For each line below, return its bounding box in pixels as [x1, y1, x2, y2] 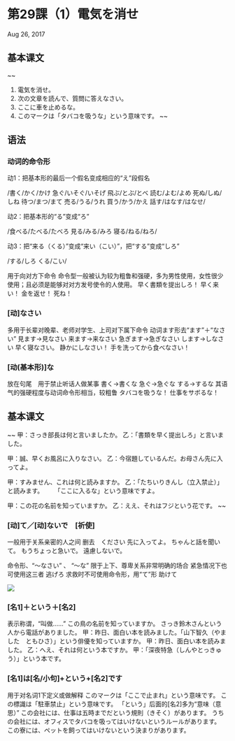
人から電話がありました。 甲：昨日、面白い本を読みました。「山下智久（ [7, 628, 215, 637]
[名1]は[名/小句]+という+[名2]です [7, 674, 122, 684]
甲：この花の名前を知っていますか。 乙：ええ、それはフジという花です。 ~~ [7, 501, 227, 510]
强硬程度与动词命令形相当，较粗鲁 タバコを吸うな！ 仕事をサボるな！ [19, 389, 219, 397]
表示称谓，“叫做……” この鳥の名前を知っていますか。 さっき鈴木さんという [7, 619, 222, 628]
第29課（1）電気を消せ [7, 6, 138, 22]
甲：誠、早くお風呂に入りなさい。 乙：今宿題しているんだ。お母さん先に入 [7, 454, 224, 462]
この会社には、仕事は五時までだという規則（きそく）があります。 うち [20, 708, 225, 717]
